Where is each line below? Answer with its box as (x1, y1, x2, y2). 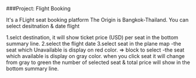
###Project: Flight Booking (6, 5, 71, 12)
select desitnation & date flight (6, 23, 80, 29)
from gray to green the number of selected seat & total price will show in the (6, 59, 191, 66)
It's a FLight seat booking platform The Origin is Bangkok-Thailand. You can (6, 16, 189, 23)
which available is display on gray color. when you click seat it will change (6, 53, 185, 59)
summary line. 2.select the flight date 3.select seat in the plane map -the (6, 40, 181, 47)
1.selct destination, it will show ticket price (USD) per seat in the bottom (6, 34, 179, 40)
